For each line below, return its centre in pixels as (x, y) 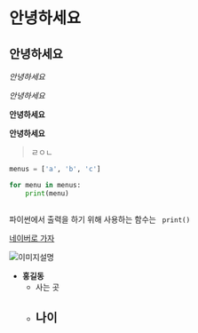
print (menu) (47, 193)
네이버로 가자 (32, 238)
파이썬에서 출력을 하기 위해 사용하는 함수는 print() (100, 219)
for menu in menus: (45, 185)
